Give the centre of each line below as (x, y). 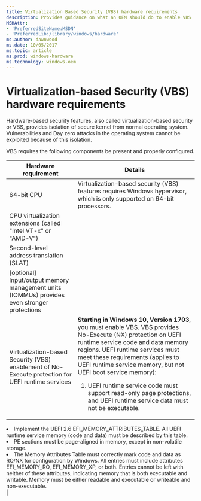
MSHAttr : (17, 23)
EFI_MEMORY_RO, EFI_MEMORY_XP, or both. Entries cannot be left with (95, 467)
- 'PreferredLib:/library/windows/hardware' (63, 34)
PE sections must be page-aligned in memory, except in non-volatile (98, 442)
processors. (94, 206)
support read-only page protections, (139, 393)
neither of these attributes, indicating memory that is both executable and (97, 473)
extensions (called (35, 223)
